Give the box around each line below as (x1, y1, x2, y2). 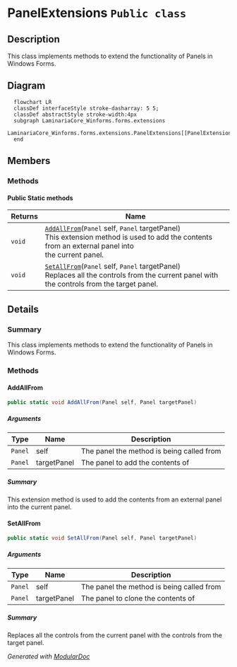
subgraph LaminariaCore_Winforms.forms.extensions (13, 117, 166, 124)
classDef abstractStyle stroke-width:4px (13, 111, 138, 118)
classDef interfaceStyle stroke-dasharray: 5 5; (13, 105, 159, 112)
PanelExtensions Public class (7, 5, 187, 21)
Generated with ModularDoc (7, 652, 90, 661)
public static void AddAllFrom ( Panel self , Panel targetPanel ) (7, 399, 197, 406)
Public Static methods (7, 193, 73, 202)
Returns (11, 211, 39, 221)
